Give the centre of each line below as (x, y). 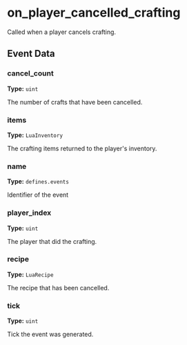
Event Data (31, 54)
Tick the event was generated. (50, 335)
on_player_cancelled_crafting (94, 13)
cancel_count (30, 73)
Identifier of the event (38, 195)
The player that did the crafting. (52, 241)
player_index (29, 213)
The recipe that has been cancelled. (58, 287)
